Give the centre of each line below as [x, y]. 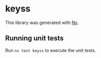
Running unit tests [34, 38]
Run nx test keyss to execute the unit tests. [51, 50]
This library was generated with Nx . [42, 22]
